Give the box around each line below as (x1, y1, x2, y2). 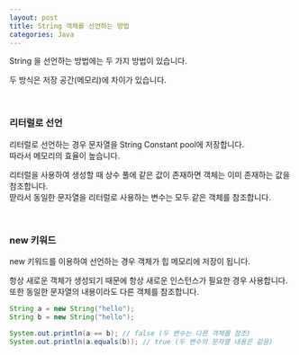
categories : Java (9, 30, 75, 39)
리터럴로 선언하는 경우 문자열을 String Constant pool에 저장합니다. (9, 138, 245, 149)
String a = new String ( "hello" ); (9, 304, 135, 313)
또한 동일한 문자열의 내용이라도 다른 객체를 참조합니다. (9, 286, 200, 297)
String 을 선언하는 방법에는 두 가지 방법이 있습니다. (9, 56, 187, 67)
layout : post (9, 13, 59, 22)
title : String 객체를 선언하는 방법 (9, 22, 131, 31)
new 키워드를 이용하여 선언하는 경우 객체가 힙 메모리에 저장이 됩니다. (9, 255, 250, 266)
